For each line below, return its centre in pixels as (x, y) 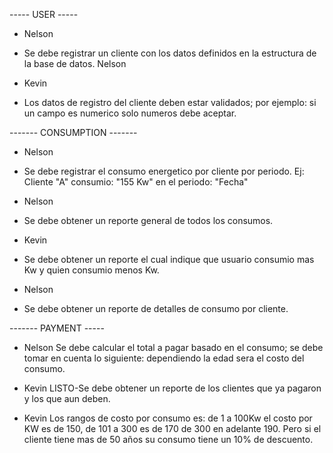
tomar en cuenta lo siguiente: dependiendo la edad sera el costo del (164, 358)
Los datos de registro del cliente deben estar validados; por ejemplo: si (170, 102)
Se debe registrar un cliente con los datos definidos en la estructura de (170, 53)
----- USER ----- (44, 14)
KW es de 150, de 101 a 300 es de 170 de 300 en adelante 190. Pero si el (172, 428)
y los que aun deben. (67, 398)
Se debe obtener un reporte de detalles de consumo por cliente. (156, 308)
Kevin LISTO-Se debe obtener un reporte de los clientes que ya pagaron (172, 388)
